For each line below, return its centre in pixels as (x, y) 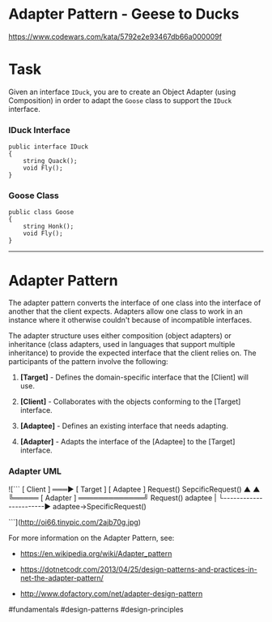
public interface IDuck (49, 147)
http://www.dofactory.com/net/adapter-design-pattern (111, 594)
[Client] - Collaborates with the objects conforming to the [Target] (130, 401)
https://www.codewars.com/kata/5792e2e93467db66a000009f (115, 36)
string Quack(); (51, 161)
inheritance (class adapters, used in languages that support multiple (122, 345)
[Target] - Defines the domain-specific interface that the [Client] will (134, 377)
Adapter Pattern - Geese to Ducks (124, 14)
